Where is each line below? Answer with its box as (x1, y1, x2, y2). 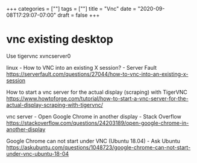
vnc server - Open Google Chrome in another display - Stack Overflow (6, 112, 182, 120)
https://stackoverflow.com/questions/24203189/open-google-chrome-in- (6, 119, 189, 126)
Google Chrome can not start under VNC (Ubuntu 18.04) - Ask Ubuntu (6, 137, 181, 144)
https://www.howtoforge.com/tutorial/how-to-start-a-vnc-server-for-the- (6, 94, 189, 102)
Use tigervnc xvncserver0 (6, 52, 71, 60)
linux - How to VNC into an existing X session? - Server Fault (6, 64, 157, 71)
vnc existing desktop (6, 32, 113, 46)
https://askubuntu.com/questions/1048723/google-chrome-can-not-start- (6, 144, 191, 151)
